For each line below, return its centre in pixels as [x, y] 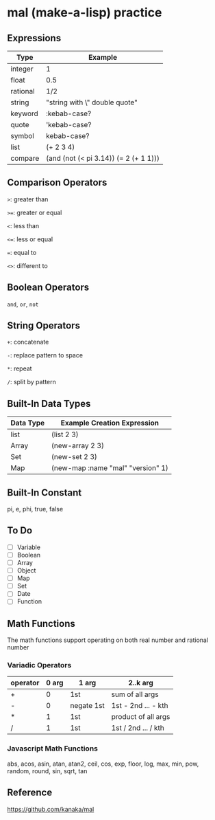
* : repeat [20, 368]
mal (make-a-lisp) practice [85, 13]
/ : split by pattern [32, 382]
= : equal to [22, 252]
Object [26, 570]
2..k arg [141, 683]
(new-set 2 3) [74, 457]
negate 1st [87, 706]
